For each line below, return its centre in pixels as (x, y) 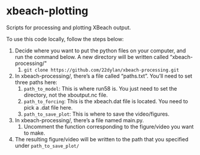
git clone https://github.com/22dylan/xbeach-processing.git (101, 70)
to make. (35, 133)
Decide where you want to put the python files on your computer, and (100, 50)
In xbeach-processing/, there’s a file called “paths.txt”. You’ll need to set (104, 76)
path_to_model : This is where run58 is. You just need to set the (100, 88)
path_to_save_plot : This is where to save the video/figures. (97, 114)
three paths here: (36, 82)
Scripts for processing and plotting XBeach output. (69, 27)
